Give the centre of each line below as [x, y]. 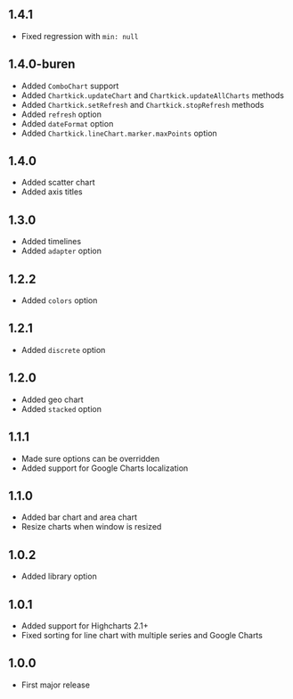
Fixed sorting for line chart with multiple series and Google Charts [142, 635]
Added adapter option [61, 251]
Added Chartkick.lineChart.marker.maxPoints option [119, 133]
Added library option [59, 576]
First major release [56, 685]
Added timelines [51, 242]
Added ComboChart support [70, 86]
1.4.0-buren [42, 65]
